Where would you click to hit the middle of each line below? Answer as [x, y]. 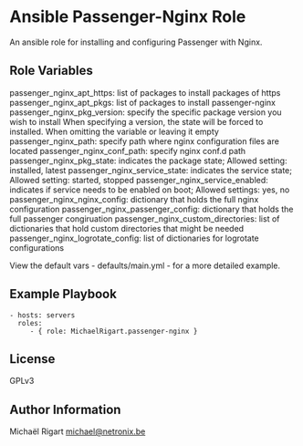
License [32, 359]
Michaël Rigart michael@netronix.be [78, 431]
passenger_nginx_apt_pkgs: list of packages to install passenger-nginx [143, 102]
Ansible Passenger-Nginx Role [128, 17]
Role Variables [51, 71]
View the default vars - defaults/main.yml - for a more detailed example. [145, 265]
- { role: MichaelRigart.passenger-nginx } [114, 331]
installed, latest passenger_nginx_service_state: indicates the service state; [151, 170]
